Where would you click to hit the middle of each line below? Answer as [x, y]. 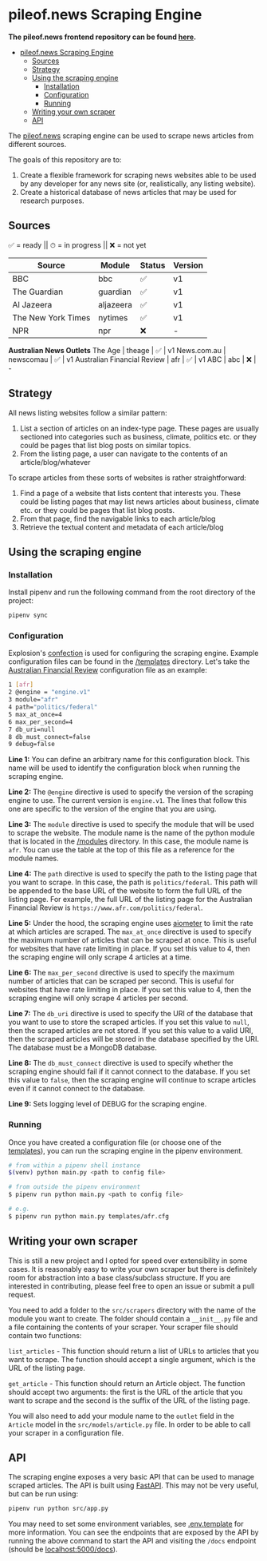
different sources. [37, 144]
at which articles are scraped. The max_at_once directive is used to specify [130, 931]
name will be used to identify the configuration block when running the [124, 768]
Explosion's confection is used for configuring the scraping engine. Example [133, 653]
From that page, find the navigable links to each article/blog [118, 518]
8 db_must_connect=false [49, 737]
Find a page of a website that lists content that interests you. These [130, 493]
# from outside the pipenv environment [75, 1187]
